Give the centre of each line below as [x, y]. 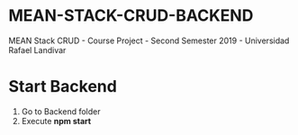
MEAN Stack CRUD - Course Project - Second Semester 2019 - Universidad [149, 40]
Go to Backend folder [61, 111]
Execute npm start [56, 121]
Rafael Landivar [37, 49]
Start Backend [63, 87]
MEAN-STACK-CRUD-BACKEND [131, 16]
